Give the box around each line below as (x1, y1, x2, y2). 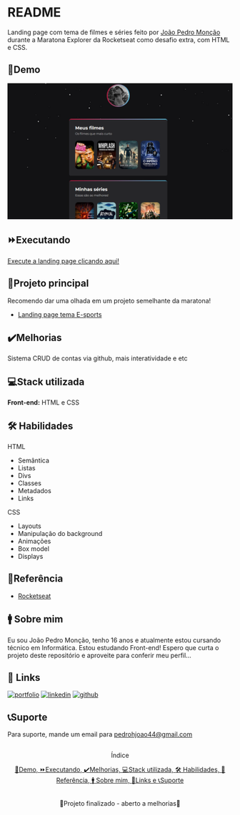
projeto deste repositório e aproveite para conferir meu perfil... (7, 651, 191, 659)
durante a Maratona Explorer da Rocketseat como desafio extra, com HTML (7, 35, 230, 44)
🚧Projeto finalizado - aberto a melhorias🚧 (59, 799, 181, 807)
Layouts (17, 522, 41, 530)
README (7, 4, 61, 21)
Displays (17, 552, 44, 560)
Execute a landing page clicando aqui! (7, 256, 120, 265)
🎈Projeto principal (7, 278, 89, 290)
